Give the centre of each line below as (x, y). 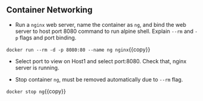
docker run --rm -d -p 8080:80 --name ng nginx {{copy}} (78, 49)
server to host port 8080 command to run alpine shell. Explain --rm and (104, 31)
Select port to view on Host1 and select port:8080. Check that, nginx (101, 61)
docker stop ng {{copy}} (36, 91)
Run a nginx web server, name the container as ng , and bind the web (101, 24)
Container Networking (50, 10)
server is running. (37, 68)
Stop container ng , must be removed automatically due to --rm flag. (99, 79)
